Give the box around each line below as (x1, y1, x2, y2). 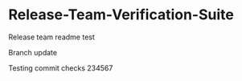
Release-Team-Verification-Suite (8, 6, 235, 24)
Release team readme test (8, 32, 95, 42)
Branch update (8, 47, 58, 57)
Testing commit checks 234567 (8, 63, 113, 73)
